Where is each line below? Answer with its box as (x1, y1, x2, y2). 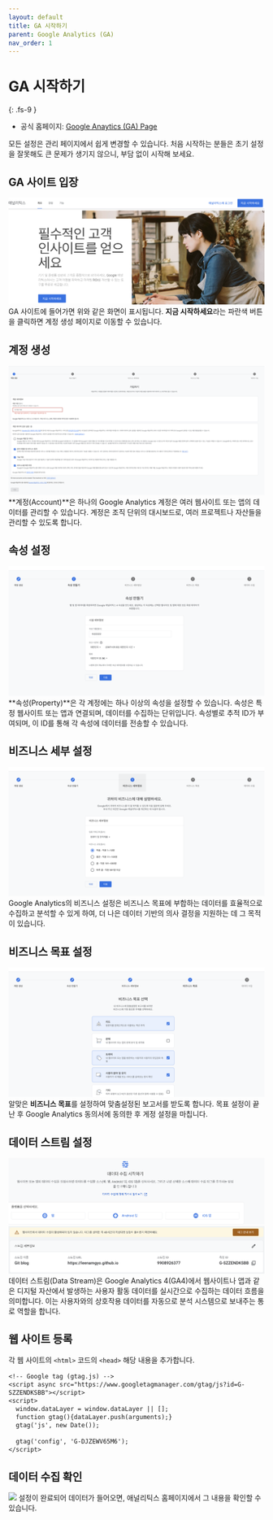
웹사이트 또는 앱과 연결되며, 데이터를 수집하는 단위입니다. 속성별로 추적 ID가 (16, 708, 256, 717)
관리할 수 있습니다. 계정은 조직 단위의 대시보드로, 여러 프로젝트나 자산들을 (29, 507, 262, 516)
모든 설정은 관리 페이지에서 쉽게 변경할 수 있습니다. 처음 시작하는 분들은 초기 (8, 139, 249, 149)
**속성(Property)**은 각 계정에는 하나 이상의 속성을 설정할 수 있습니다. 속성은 (8, 698, 254, 708)
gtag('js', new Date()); (15, 1422, 100, 1430)
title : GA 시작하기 (8, 21, 67, 30)
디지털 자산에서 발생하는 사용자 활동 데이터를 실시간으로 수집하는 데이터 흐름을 (16, 1286, 265, 1296)
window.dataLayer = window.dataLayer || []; (15, 1405, 169, 1413)
